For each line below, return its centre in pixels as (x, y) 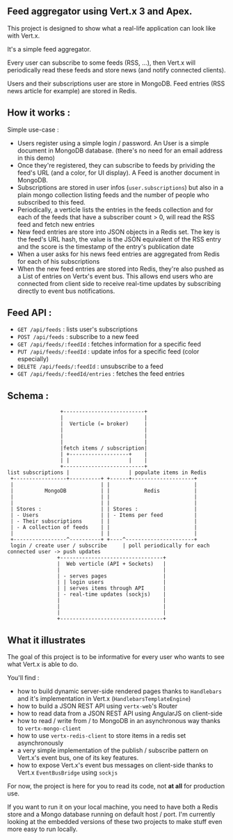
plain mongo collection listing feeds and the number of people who (113, 195)
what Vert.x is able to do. (43, 665)
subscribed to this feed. (51, 202)
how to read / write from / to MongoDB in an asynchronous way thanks (119, 721)
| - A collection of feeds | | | (104, 528)
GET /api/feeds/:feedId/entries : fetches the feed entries (101, 374)
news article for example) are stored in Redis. (72, 90)
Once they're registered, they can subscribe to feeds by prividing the (116, 165)
